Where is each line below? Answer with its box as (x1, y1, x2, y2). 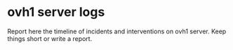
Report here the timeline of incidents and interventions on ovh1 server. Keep (7, 27, 227, 35)
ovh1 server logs (7, 4, 105, 20)
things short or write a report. (7, 34, 93, 42)
